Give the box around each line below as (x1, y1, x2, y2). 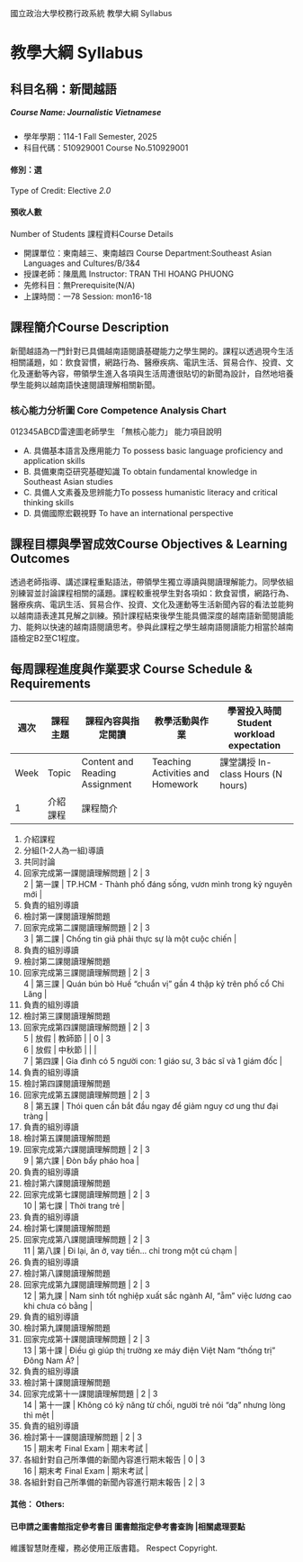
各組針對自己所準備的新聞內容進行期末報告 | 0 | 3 (22, 1454, 206, 1465)
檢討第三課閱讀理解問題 (22, 1010, 111, 1021)
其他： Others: (10, 1499, 66, 1510)
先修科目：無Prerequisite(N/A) (22, 279, 136, 290)
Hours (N (243, 767, 282, 780)
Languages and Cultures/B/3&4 (22, 258, 140, 268)
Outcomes (10, 551, 70, 567)
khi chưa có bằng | (22, 1300, 94, 1311)
